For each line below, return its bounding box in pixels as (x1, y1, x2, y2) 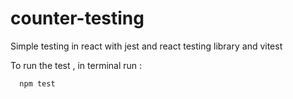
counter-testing (10, 7, 145, 30)
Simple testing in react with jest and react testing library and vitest (10, 40, 283, 52)
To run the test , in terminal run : (10, 59, 143, 71)
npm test (19, 78, 56, 89)
